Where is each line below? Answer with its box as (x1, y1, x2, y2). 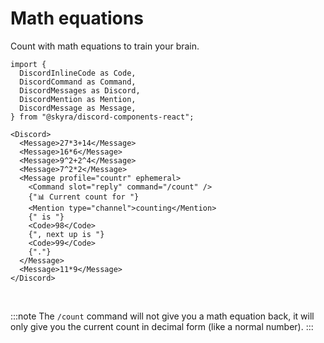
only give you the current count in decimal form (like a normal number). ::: (10, 320, 314, 332)
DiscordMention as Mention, (19, 94, 137, 104)
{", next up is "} (28, 229, 105, 239)
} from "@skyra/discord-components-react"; (10, 112, 195, 122)
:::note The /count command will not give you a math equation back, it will (10, 310, 315, 322)
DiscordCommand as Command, (19, 77, 137, 87)
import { (10, 59, 47, 69)
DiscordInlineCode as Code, (19, 68, 137, 78)
